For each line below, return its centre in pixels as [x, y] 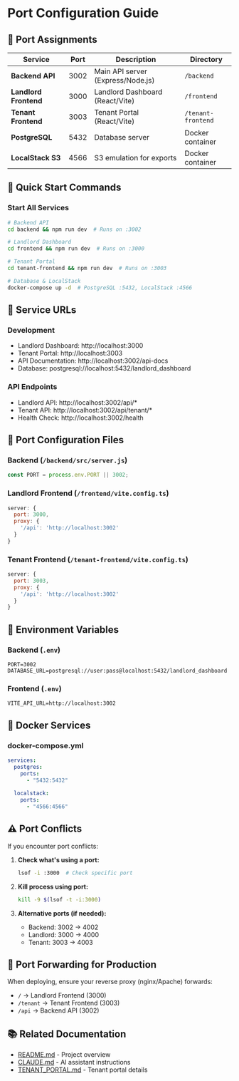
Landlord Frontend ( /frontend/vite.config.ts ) [88, 493]
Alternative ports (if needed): [62, 913]
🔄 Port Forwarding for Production [82, 964]
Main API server [121, 71]
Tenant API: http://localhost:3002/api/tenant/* [85, 410]
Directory [206, 60]
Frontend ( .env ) [34, 688]
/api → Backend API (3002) [58, 1010]
